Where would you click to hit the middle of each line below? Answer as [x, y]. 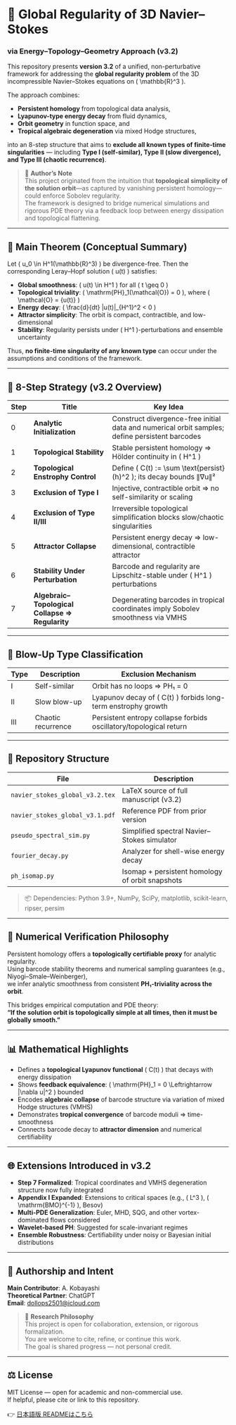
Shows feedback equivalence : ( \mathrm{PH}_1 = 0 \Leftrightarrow [115, 1085]
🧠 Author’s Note [48, 173]
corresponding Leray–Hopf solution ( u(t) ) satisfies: [82, 271]
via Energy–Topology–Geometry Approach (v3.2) [93, 51]
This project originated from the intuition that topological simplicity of [126, 181]
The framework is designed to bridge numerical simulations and [117, 203]
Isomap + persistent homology [172, 871]
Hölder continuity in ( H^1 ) [157, 456]
